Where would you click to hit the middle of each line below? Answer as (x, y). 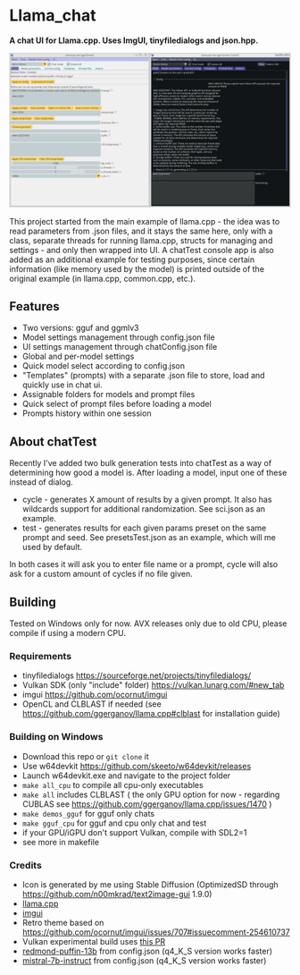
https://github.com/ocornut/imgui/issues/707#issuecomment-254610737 (156, 932)
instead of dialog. (41, 482)
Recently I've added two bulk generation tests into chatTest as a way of (141, 463)
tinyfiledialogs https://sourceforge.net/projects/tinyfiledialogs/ (137, 675)
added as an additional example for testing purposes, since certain (132, 259)
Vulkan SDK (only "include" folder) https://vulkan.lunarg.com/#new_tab (153, 685)
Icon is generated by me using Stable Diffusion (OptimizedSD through (150, 884)
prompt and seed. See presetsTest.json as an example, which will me (149, 538)
